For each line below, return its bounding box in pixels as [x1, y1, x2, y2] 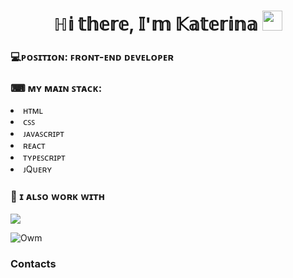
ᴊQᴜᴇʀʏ [23, 163, 53, 175]
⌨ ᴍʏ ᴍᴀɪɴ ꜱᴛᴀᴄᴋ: [10, 81, 103, 95]
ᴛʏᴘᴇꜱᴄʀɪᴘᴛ [23, 151, 66, 164]
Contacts [10, 256, 57, 270]
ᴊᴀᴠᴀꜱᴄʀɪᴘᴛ [23, 128, 65, 140]
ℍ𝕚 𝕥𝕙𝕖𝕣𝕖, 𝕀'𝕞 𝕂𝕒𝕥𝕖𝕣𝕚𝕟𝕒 [53, 13, 258, 36]
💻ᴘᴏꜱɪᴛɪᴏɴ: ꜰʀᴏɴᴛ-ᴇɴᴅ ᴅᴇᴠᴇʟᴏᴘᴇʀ [10, 50, 174, 64]
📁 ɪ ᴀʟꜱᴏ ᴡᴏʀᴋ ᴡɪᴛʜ [10, 190, 105, 204]
